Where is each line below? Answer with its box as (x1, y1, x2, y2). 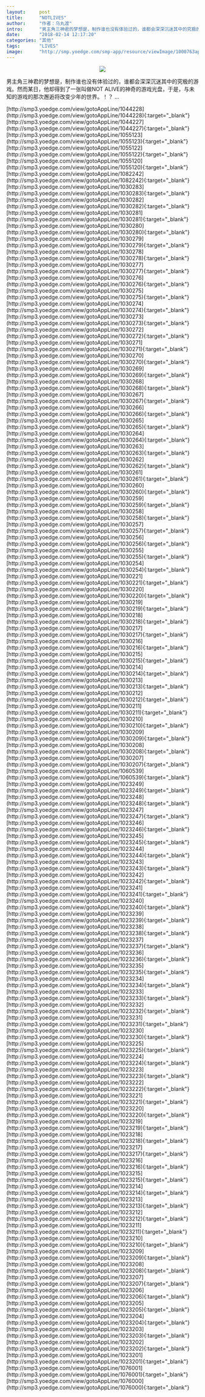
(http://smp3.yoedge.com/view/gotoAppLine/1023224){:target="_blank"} (6, 1059, 190, 1067)
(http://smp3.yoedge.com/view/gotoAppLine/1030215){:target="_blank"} (6, 657, 189, 664)
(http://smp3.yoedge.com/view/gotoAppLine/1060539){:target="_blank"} (6, 773, 190, 781)
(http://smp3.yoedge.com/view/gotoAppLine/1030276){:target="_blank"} (6, 280, 190, 288)
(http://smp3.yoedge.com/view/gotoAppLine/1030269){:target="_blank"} (6, 371, 190, 379)
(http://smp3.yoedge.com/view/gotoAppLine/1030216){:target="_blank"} (6, 644, 189, 651)
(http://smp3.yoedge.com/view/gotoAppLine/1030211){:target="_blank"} (6, 709, 188, 716)
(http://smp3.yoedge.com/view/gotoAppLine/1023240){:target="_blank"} (6, 903, 190, 911)
